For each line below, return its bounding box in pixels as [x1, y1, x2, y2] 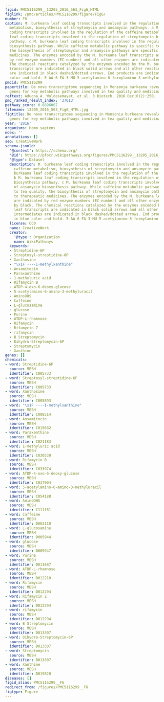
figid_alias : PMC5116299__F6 [5, 680, 64, 685]
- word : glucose [5, 539, 38, 544]
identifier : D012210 [9, 576, 51, 581]
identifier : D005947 [9, 548, 51, 553]
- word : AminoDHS [5, 498, 41, 503]
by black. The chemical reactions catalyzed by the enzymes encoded [14, 203, 156, 208]
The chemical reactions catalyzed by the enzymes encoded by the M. [9, 62, 152, 67]
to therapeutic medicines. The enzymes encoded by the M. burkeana [14, 194, 154, 199]
